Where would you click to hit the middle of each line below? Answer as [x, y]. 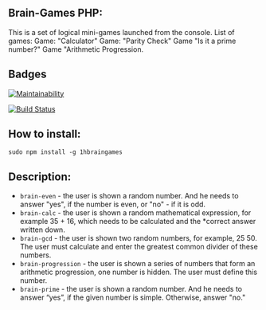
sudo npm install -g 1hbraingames [66, 152]
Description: [40, 177]
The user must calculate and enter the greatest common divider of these [139, 247]
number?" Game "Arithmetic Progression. [76, 49]
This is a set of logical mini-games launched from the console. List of [121, 32]
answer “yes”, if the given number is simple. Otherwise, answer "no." [133, 297]
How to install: [45, 134]
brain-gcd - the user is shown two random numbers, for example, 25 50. [138, 238]
